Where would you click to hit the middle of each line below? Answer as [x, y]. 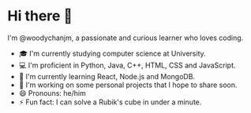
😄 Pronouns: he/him [52, 93]
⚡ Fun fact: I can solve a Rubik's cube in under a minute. [110, 102]
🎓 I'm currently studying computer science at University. [112, 53]
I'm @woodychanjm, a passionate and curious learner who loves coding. [126, 38]
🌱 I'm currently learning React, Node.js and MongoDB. [107, 76]
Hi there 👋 [40, 16]
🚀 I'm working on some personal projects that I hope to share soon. [128, 85]
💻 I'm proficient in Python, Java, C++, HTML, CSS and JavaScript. [127, 65]
